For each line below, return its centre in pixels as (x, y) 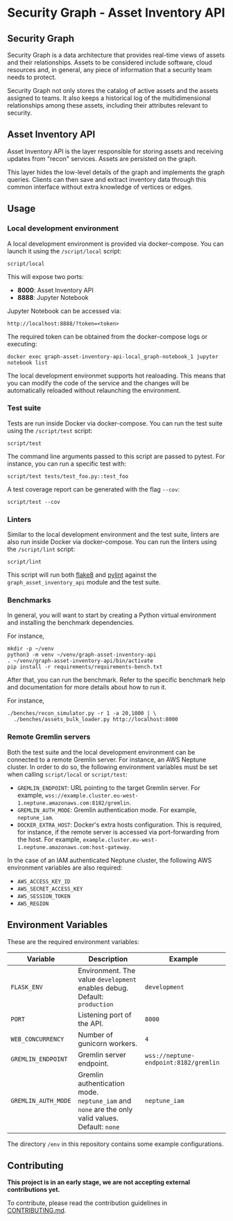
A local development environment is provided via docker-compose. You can (115, 244)
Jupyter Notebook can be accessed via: (64, 311)
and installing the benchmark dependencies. (71, 623)
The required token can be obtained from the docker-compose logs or (107, 336)
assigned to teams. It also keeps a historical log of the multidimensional (109, 98)
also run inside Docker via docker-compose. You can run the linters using (112, 542)
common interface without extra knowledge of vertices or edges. (100, 187)
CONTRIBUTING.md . (37, 1211)
